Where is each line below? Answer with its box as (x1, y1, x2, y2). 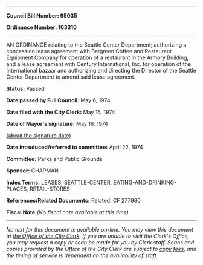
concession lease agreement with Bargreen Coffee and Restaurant (6, 48, 172, 54)
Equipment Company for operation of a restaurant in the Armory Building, (6, 54, 189, 61)
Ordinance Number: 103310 (6, 24, 77, 31)
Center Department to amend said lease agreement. (6, 73, 136, 80)
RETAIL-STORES (29, 185, 71, 192)
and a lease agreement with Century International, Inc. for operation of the (6, 61, 192, 67)
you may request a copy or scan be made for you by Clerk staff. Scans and (6, 239, 195, 246)
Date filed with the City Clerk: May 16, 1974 (6, 108, 115, 116)
